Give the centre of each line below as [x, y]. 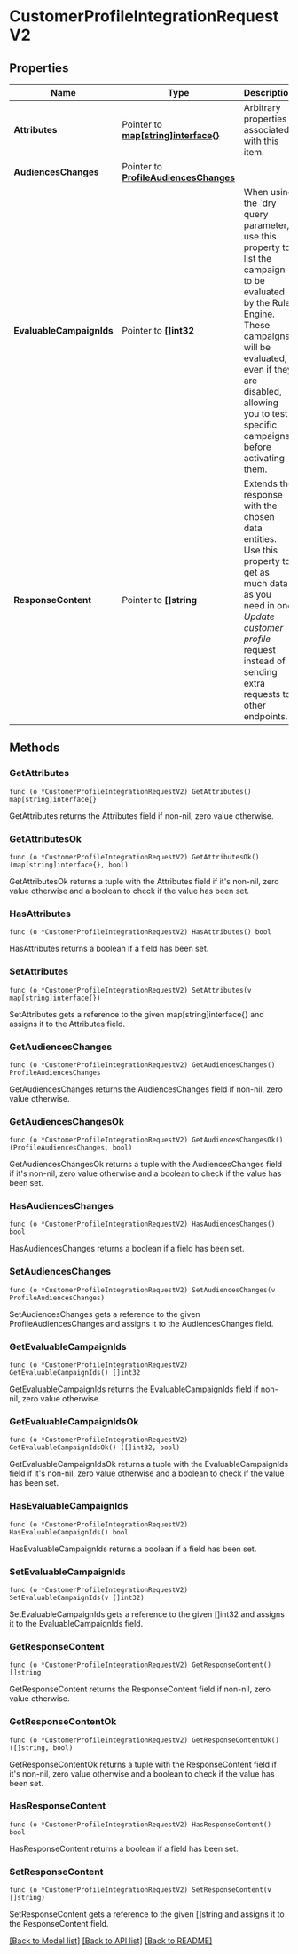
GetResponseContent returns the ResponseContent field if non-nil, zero [140, 1689]
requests [262, 694]
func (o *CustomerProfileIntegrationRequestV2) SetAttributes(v [130, 990]
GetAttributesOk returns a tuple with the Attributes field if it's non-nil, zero [144, 881]
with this [261, 141]
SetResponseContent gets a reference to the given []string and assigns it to [147, 1914]
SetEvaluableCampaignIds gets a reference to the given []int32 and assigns [147, 1614]
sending [260, 672]
